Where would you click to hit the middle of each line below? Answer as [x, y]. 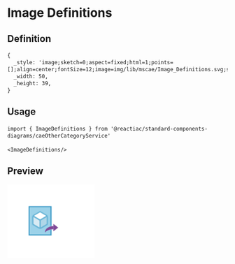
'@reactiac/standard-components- [159, 129]
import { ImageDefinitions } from [58, 129]
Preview [26, 171]
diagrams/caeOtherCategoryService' [59, 135]
